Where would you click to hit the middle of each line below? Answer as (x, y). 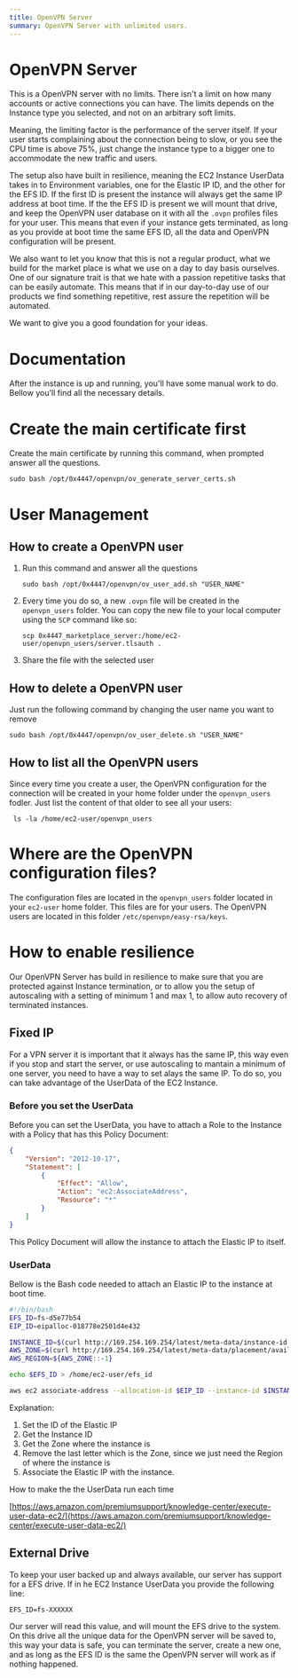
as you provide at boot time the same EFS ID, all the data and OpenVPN (139, 232)
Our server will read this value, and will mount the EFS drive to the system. (145, 1626)
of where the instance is (66, 1462)
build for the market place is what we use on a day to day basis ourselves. (145, 268)
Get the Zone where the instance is (86, 1444)
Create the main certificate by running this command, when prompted (137, 453)
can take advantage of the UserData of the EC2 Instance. (114, 1083)
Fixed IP (32, 1033)
